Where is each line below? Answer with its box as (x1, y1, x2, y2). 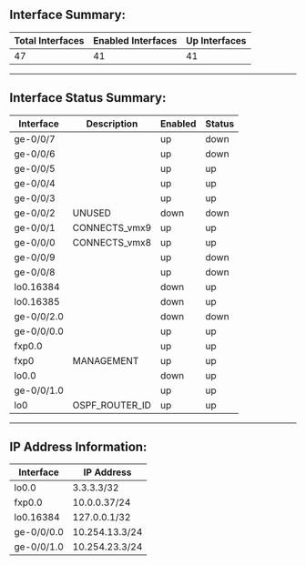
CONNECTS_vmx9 (72, 221, 152, 234)
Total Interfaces (14, 34, 85, 46)
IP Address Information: (9, 439, 148, 455)
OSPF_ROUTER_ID (72, 399, 152, 411)
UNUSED (72, 207, 112, 219)
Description (86, 117, 138, 130)
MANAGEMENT (72, 354, 139, 367)
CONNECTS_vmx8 (72, 236, 152, 248)
